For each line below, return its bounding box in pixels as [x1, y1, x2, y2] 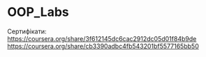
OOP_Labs [7, 4, 69, 20]
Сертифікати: [7, 27, 47, 35]
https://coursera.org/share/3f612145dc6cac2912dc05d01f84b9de [7, 34, 197, 42]
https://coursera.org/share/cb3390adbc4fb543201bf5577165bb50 [7, 42, 199, 50]
